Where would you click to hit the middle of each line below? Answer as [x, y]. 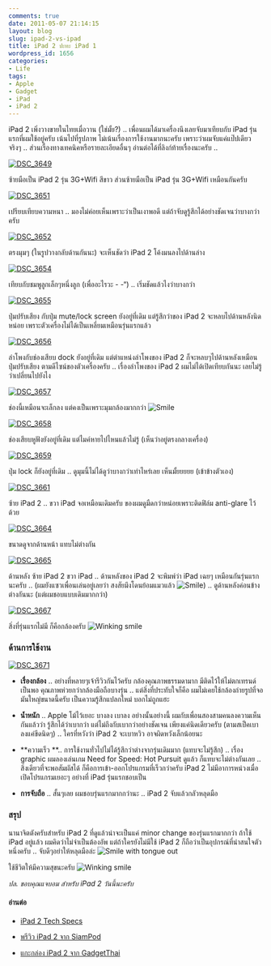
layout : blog [30, 31]
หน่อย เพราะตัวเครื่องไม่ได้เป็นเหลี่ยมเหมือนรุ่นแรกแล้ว [80, 326]
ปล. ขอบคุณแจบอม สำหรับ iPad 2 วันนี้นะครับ [71, 883]
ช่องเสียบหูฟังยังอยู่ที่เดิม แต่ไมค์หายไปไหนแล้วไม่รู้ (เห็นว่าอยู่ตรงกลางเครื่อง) [108, 439]
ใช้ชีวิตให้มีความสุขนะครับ [42, 867]
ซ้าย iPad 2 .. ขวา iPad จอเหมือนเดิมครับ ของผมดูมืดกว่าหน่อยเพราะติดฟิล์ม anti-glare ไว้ [132, 503]
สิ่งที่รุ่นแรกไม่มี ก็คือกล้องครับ [47, 626]
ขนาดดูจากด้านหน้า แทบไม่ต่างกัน [52, 545]
